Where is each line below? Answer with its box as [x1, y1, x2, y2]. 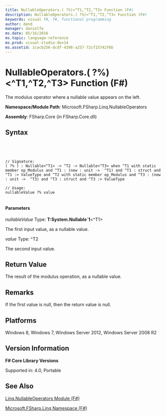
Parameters [5, 205, 30, 211]
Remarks [5, 288, 34, 296]
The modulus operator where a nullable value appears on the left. [5, 94, 141, 100]
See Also [5, 382, 34, 391]
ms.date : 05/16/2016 [5, 31, 49, 36]
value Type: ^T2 [5, 235, 39, 242]
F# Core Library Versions [5, 358, 59, 364]
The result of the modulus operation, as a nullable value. [5, 273, 122, 280]
